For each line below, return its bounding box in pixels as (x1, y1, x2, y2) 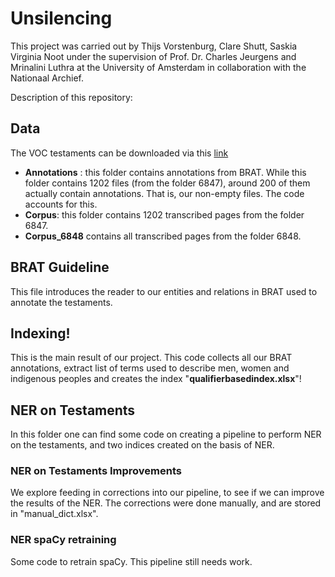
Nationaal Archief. (10, 72, 85, 84)
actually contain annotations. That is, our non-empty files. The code (24, 187, 305, 199)
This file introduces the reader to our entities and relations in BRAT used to (10, 285, 318, 297)
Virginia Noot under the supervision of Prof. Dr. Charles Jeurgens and (10, 50, 297, 62)
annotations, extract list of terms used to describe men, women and (10, 362, 290, 374)
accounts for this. (24, 198, 98, 210)
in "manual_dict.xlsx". (10, 508, 99, 520)
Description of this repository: (10, 91, 133, 103)
